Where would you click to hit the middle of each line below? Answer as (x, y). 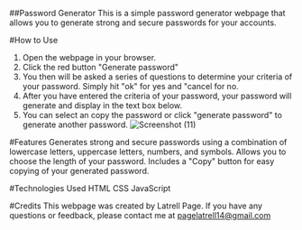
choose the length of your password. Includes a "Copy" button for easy (142, 161)
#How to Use (34, 40)
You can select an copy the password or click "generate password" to (152, 115)
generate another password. (75, 124)
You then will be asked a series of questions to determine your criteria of (157, 77)
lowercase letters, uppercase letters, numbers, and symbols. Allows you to (148, 152)
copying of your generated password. (79, 171)
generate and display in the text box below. (102, 106)
